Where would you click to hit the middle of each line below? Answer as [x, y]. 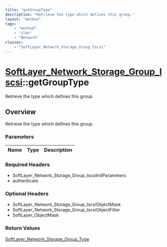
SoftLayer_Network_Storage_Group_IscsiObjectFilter [66, 210]
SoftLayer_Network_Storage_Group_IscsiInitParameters [69, 175]
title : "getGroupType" [29, 10]
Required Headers [27, 164]
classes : [14, 42]
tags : [11, 24]
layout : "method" [23, 19]
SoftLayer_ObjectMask [35, 215]
